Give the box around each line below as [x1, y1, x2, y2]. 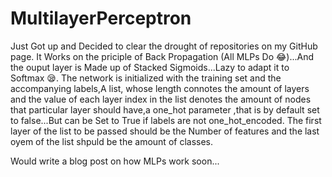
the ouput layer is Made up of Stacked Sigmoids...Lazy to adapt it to [10, 61, 290, 73]
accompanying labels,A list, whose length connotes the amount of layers [10, 82, 310, 94]
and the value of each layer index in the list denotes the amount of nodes [10, 93, 312, 105]
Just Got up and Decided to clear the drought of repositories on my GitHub [10, 40, 318, 52]
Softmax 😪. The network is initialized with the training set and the [10, 72, 282, 84]
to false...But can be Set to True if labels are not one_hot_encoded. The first [10, 114, 322, 126]
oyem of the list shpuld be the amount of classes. [10, 135, 214, 147]
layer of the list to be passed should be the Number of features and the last [10, 125, 320, 137]
